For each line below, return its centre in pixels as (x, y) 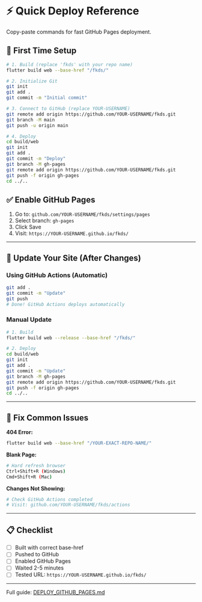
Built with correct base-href (49, 548)
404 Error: (20, 432)
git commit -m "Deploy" (36, 159)
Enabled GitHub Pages (43, 561)
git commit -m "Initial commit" (47, 98)
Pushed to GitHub (37, 554)
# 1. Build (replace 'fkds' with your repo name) (70, 64)
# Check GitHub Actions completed (50, 499)
